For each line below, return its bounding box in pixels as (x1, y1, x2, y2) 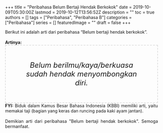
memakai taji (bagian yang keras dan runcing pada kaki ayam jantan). (5, 108, 144, 114)
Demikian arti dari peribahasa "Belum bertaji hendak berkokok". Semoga (5, 118, 158, 124)
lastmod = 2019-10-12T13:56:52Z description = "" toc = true (35, 9, 155, 15)
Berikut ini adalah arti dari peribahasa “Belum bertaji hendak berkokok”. (5, 29, 148, 35)
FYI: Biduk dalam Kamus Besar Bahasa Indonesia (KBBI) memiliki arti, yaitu (5, 103, 158, 109)
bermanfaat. (5, 124, 30, 129)
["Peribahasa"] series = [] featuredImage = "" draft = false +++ (5, 19, 131, 25)
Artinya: (5, 39, 22, 45)
